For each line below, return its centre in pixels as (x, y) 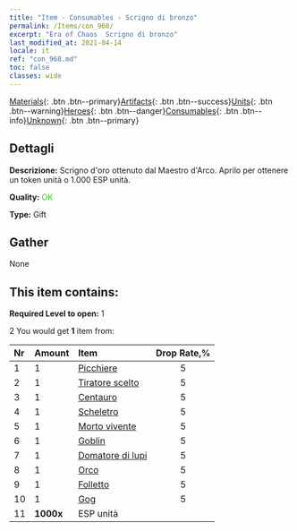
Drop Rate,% (183, 353)
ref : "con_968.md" (43, 59)
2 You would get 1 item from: (62, 331)
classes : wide (36, 76)
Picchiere (98, 368)
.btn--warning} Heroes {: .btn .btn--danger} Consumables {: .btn (124, 111)
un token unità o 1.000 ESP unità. (70, 179)
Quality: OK (31, 197)
